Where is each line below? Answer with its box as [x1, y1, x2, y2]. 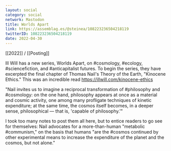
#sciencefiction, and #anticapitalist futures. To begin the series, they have [5, 65, 161, 72]
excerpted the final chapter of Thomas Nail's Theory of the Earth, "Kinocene [5, 71, 166, 77]
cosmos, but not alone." [5, 139, 55, 146]
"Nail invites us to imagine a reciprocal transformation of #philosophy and [5, 86, 160, 92]
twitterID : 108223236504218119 [5, 31, 72, 36]
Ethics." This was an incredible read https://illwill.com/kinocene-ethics [5, 76, 153, 82]
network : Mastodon [5, 17, 44, 22]
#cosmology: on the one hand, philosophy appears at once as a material [5, 92, 157, 98]
